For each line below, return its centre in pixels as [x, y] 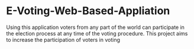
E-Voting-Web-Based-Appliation [88, 11]
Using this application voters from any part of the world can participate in [96, 27]
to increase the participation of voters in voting [63, 40]
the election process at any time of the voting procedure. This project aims [97, 33]
